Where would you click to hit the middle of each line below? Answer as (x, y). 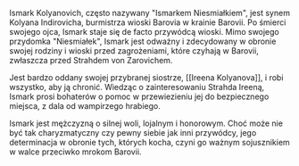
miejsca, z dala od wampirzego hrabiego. (85, 106)
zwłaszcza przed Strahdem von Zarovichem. (91, 60)
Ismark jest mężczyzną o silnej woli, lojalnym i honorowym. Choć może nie (146, 123)
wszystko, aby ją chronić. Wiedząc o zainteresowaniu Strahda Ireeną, (137, 87)
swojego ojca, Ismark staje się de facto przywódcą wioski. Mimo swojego (144, 32)
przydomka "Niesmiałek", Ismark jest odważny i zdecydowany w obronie (143, 41)
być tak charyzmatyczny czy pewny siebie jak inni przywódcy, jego (133, 133)
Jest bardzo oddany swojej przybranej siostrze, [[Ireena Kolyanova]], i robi (146, 78)
